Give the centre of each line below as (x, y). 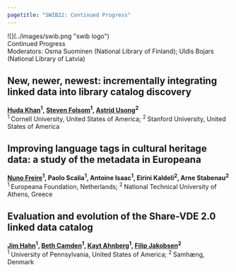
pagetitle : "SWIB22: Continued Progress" (69, 15)
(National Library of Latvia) (47, 58)
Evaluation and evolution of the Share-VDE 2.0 (112, 216)
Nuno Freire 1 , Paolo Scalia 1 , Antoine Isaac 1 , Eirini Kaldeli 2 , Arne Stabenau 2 (118, 177)
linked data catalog (50, 228)
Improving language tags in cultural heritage (107, 149)
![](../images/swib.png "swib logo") (58, 36)
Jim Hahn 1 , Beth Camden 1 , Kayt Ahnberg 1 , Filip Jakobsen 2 (94, 245)
